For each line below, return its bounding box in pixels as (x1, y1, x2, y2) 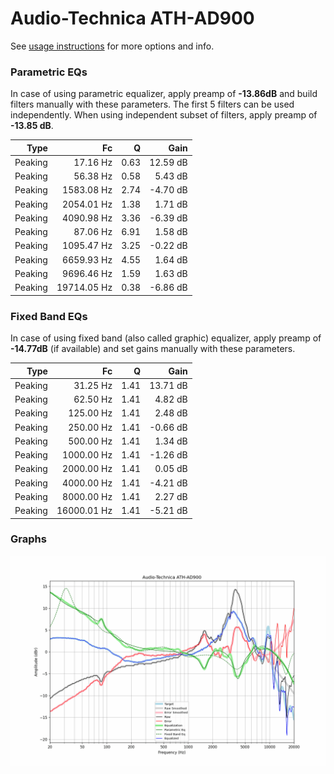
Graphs (10, 532, 47, 546)
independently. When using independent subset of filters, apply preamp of (10, 109, 318, 121)
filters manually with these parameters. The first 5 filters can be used (10, 98, 295, 111)
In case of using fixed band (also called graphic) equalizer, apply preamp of (10, 332, 322, 344)
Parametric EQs (10, 65, 88, 79)
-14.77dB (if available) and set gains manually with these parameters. (10, 343, 296, 355)
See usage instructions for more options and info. (10, 40, 215, 52)
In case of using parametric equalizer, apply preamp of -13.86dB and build (10, 88, 318, 100)
